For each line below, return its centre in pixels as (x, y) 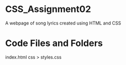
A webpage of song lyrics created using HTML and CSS (63, 23)
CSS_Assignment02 (48, 9)
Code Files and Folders (54, 43)
